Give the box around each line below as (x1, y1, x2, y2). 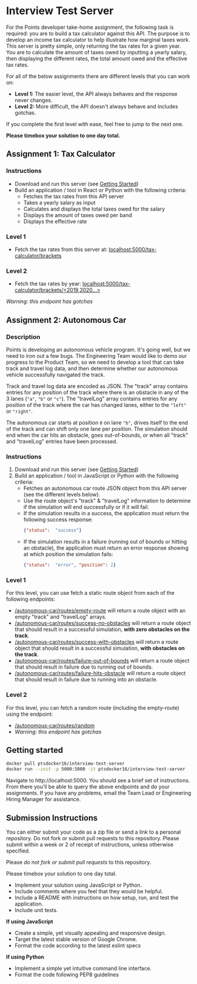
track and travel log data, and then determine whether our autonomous (6, 364, 178, 372)
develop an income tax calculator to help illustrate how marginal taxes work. (6, 36, 190, 43)
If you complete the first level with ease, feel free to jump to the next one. (6, 120, 184, 127)
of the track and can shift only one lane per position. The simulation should (6, 425, 188, 432)
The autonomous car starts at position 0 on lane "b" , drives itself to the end (6, 419, 188, 426)
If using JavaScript (6, 918, 54, 925)
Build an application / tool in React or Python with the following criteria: (14, 186, 187, 193)
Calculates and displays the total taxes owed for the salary (23, 205, 165, 212)
